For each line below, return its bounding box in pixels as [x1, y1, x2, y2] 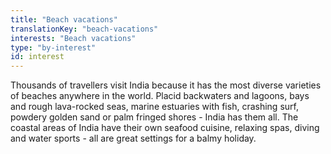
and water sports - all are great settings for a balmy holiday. [10, 132, 257, 145]
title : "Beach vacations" [10, 14, 118, 25]
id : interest [10, 52, 65, 62]
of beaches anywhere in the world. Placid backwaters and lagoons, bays [10, 90, 310, 102]
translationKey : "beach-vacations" [10, 24, 159, 34]
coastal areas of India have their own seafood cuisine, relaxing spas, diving [10, 122, 320, 134]
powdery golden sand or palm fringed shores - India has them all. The [10, 111, 299, 123]
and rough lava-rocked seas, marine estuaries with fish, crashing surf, [10, 101, 299, 113]
